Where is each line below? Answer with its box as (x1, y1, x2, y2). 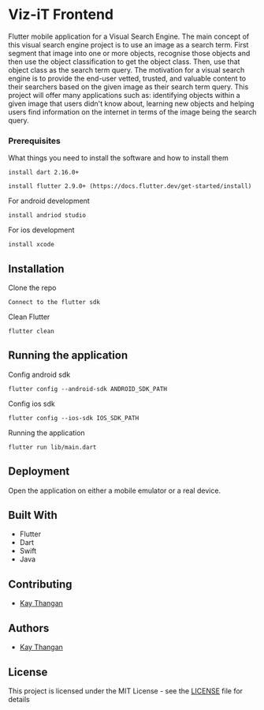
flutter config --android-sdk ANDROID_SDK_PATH (8, 385, 168, 393)
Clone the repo (8, 283, 57, 293)
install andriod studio (8, 212, 87, 220)
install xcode (8, 241, 55, 249)
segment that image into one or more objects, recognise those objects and (8, 48, 251, 58)
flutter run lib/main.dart (8, 443, 97, 451)
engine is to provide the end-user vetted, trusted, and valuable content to (8, 73, 247, 83)
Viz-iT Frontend (8, 6, 114, 24)
